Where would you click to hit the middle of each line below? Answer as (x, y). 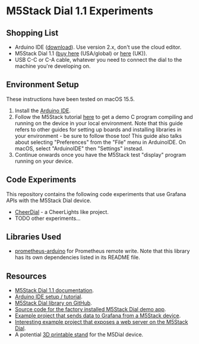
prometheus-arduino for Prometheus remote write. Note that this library (102, 251)
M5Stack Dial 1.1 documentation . (54, 291)
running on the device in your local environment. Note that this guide (99, 123)
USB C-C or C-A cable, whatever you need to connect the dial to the (98, 60)
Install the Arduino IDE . (43, 111)
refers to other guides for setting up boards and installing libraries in (98, 130)
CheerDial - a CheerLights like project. (61, 212)
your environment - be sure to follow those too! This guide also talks (98, 135)
